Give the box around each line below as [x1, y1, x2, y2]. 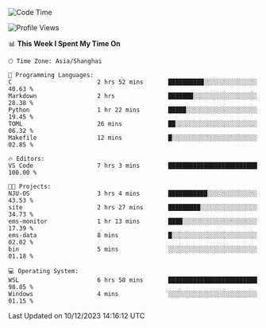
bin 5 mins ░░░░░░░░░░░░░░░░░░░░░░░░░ [8, 245, 258, 253]
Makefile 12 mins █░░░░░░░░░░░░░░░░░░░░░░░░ [8, 134, 258, 142]
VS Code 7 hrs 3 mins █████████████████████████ [8, 162, 258, 170]
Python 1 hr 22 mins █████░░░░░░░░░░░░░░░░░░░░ [8, 106, 258, 114]
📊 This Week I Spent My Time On [8, 39, 121, 48]
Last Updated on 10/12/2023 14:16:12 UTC [8, 311, 145, 320]
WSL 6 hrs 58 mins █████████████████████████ [8, 276, 258, 284]
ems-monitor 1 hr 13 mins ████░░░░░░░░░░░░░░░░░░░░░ [8, 217, 258, 225]
